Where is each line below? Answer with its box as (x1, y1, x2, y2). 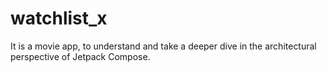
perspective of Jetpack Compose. (10, 50, 151, 62)
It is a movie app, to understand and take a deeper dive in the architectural (10, 40, 317, 52)
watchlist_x (10, 7, 108, 30)
